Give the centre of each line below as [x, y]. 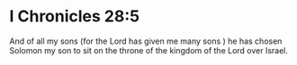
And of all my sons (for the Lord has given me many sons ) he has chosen [146, 41]
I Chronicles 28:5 [75, 16]
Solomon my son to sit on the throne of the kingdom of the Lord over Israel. [149, 50]
